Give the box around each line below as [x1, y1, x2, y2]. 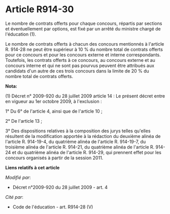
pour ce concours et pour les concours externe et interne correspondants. [5, 52, 161, 58]
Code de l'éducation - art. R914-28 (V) [12, 204, 93, 210]
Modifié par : [5, 174, 31, 181]
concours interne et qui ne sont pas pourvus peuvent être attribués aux [5, 62, 155, 68]
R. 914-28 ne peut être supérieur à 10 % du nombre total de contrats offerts [5, 46, 163, 52]
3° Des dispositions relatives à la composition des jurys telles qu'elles [5, 128, 151, 134]
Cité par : [5, 194, 24, 200]
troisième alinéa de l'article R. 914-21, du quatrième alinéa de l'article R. [5, 144, 155, 150]
